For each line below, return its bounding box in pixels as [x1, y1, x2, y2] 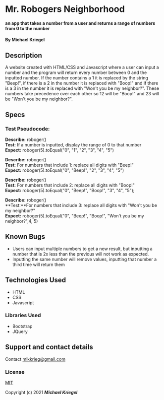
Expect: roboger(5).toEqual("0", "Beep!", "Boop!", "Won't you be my [5, 212, 145, 219]
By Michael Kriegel [5, 37, 45, 43]
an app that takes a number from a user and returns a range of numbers [5, 20, 156, 26]
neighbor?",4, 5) [5, 218, 38, 224]
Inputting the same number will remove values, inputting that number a [12, 256, 157, 262]
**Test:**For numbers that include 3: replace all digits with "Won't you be [5, 202, 158, 208]
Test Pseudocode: [5, 125, 50, 132]
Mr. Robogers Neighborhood [5, 3, 125, 15]
